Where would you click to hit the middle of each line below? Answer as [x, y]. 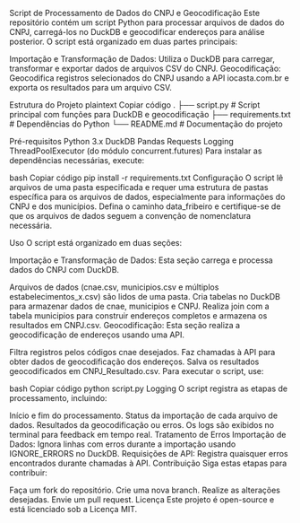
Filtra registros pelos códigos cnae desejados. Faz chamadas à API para [142, 352]
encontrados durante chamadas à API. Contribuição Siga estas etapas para [148, 463]
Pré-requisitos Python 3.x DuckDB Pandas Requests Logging [122, 141]
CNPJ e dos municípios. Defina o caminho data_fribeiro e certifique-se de [145, 206]
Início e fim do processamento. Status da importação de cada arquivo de [144, 415]
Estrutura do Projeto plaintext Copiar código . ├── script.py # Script [135, 105]
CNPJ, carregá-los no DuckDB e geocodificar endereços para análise [137, 32]
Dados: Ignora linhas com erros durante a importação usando [123, 444]
